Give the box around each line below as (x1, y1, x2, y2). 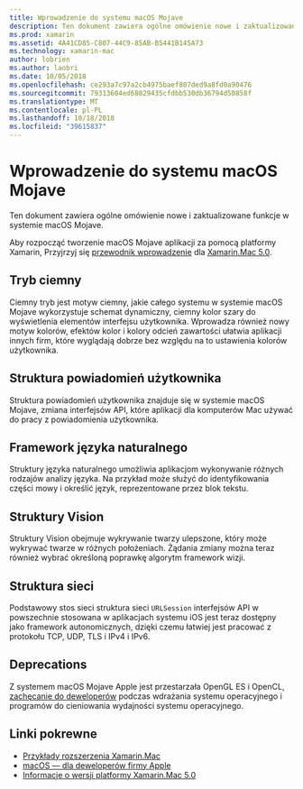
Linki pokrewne (9, 727, 97, 742)
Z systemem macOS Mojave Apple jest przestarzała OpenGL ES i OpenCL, (9, 681, 285, 692)
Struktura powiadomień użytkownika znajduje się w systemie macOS (9, 394, 265, 406)
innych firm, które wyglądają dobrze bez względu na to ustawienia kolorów (9, 335, 288, 345)
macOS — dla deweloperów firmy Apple (22, 759, 171, 771)
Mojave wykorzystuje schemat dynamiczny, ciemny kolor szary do (9, 306, 256, 317)
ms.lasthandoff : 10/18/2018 (9, 114, 115, 123)
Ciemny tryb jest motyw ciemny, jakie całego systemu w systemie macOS (9, 297, 283, 307)
